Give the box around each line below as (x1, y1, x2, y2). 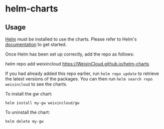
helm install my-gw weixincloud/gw (5, 100, 80, 105)
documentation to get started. (5, 41, 67, 47)
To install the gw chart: (5, 91, 53, 96)
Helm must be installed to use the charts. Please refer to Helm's (5, 36, 137, 42)
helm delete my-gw (5, 119, 44, 124)
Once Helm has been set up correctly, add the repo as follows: (5, 51, 134, 57)
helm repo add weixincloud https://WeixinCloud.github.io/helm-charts (5, 61, 149, 66)
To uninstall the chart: (5, 109, 50, 115)
